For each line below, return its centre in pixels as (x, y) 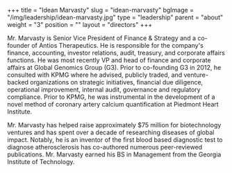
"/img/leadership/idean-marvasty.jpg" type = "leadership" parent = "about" (115, 17)
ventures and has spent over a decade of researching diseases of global (111, 132)
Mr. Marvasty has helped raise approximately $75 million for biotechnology (114, 125)
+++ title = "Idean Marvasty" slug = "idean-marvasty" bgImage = (101, 10)
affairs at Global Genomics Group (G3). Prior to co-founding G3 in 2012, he (114, 67)
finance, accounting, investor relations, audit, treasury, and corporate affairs (116, 53)
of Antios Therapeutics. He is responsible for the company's (117, 45)
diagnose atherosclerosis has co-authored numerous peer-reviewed (105, 147)
